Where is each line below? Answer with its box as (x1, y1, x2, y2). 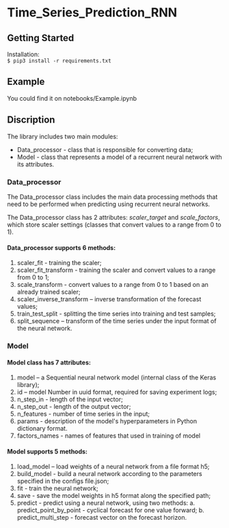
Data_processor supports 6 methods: (7, 243, 116, 251)
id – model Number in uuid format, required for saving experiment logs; (16, 388, 217, 397)
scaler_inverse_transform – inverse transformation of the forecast (16, 295, 202, 303)
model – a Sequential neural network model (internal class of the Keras (16, 373, 217, 381)
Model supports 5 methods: (7, 447, 87, 455)
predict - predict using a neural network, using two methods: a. (16, 499, 196, 507)
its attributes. (16, 160, 55, 168)
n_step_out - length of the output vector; (16, 403, 131, 411)
